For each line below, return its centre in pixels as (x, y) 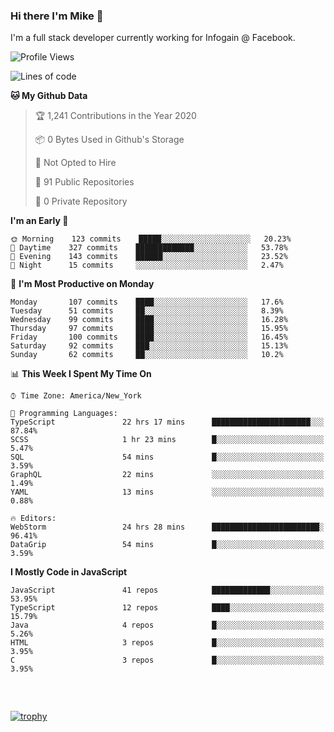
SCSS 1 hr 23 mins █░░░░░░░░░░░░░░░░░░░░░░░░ (167, 440)
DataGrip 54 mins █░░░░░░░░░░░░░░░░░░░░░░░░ (167, 545)
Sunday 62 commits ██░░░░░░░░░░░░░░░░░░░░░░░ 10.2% (147, 355)
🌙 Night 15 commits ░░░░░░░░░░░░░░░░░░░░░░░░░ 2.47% (147, 265)
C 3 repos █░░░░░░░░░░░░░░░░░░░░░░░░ (167, 660)
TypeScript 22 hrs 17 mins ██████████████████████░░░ (167, 422)
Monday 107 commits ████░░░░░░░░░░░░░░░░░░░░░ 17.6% (147, 302)
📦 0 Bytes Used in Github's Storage (109, 140)
